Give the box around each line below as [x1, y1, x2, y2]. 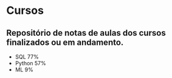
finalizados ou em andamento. [6, 37, 124, 47]
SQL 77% [15, 53, 40, 60]
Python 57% [15, 60, 47, 67]
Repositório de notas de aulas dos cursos [6, 28, 166, 38]
